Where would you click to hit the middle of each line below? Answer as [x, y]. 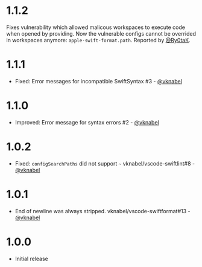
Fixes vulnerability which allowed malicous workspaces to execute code [96, 27]
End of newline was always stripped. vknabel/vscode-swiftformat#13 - [103, 211]
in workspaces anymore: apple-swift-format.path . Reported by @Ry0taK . [99, 40]
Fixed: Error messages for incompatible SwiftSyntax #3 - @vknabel [99, 81]
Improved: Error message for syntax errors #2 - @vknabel [87, 122]
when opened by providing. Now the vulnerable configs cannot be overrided [101, 33]
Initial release [31, 259]
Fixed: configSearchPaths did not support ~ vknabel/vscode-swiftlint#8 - [105, 163]
